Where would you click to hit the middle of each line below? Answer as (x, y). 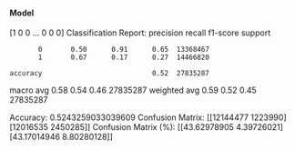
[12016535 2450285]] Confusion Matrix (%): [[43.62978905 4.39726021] (147, 127)
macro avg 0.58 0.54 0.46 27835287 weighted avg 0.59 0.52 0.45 (133, 90)
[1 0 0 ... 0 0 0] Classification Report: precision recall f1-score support (140, 33)
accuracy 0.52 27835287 (109, 74)
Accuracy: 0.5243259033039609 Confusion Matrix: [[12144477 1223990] (148, 117)
